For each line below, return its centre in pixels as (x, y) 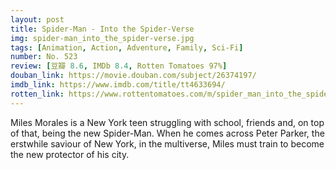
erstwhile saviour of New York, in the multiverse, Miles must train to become (167, 143)
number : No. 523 (44, 57)
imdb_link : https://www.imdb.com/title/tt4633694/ (118, 85)
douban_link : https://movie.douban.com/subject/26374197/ (133, 76)
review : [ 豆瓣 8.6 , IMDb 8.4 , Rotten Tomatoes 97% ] (119, 66)
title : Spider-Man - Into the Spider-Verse (102, 29)
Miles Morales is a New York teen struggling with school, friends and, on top (167, 122)
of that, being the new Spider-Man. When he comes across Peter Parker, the (167, 133)
